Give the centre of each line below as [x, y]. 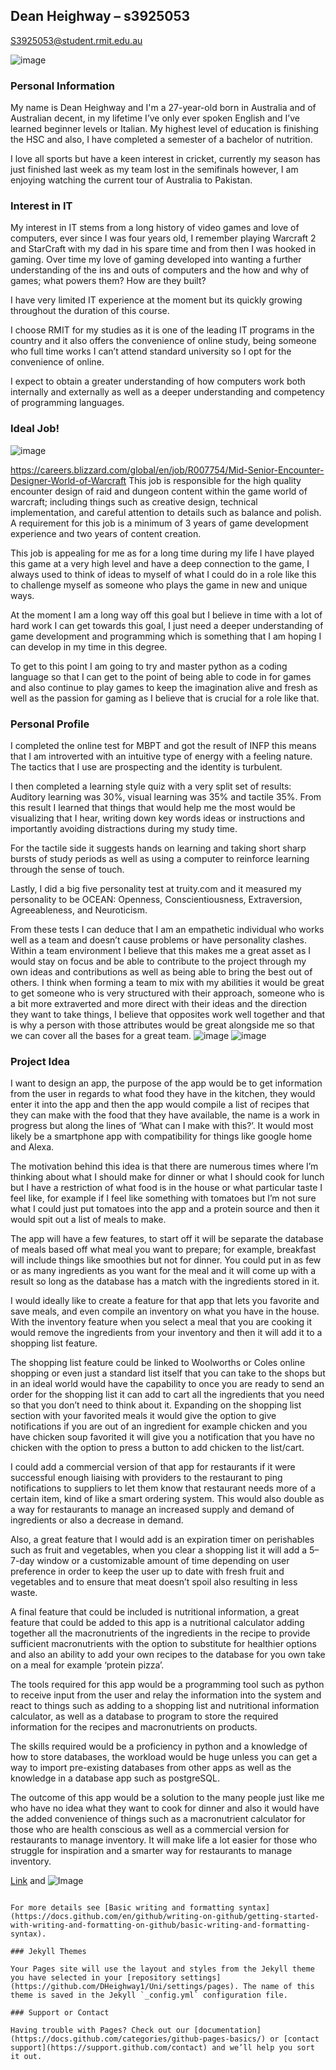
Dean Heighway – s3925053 [100, 16]
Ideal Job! [35, 429]
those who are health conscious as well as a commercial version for [150, 1830]
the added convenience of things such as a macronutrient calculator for [158, 1819]
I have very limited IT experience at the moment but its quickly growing [156, 300]
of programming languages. [67, 403]
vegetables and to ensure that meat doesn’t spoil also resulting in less [154, 1582]
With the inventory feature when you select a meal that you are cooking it [161, 1322]
